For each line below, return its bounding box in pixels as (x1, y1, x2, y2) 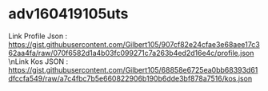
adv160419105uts (8, 5, 129, 23)
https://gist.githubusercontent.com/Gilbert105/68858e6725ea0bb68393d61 (8, 65, 258, 74)
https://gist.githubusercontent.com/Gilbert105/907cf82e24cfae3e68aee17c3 (8, 39, 260, 49)
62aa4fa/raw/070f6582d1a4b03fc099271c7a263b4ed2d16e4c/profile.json (8, 48, 254, 57)
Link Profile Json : (8, 31, 68, 41)
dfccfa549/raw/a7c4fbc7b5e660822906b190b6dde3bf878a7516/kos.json (8, 73, 253, 83)
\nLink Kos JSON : (8, 57, 69, 66)
